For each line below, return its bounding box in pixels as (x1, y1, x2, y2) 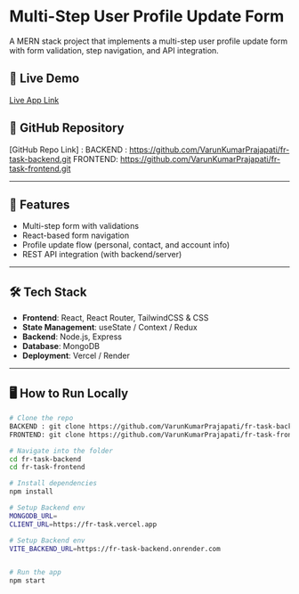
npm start (9, 576, 46, 585)
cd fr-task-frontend (9, 463, 86, 472)
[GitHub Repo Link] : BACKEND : (9, 144, 127, 155)
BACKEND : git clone (9, 421, 86, 431)
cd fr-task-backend (9, 454, 82, 464)
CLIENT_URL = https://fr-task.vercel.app (9, 519, 158, 529)
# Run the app (9, 568, 62, 577)
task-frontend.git (9, 163, 71, 174)
